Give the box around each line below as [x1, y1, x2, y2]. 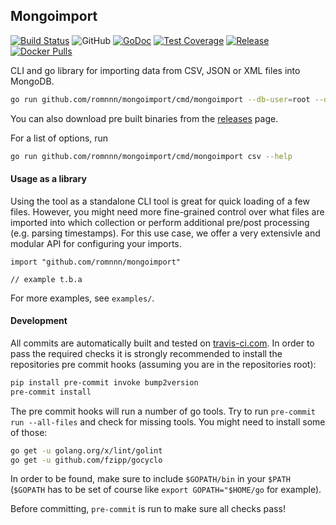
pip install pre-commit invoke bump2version [10, 377, 199, 388]
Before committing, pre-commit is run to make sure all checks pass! [10, 503, 286, 515]
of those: [10, 426, 48, 438]
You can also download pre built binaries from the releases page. [10, 112, 279, 124]
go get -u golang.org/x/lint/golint [10, 445, 163, 456]
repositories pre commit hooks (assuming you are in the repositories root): [10, 358, 317, 370]
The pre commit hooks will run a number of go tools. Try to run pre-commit [10, 405, 316, 417]
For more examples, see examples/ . [10, 292, 155, 304]
